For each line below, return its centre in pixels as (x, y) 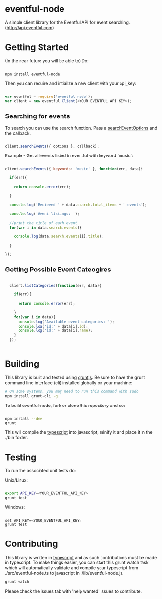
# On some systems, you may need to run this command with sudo (72, 391)
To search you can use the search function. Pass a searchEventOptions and (81, 128)
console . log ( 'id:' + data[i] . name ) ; (55, 331)
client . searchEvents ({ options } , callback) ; (52, 146)
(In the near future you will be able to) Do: (47, 61)
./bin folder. (17, 438)
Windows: (15, 507)
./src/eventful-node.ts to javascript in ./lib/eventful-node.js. (64, 573)
